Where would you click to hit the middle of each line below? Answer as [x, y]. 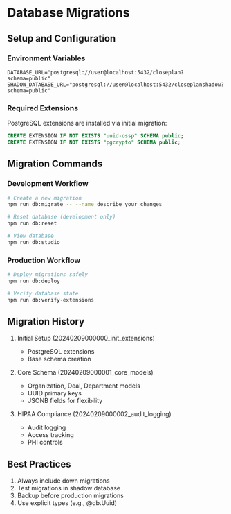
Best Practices [39, 464]
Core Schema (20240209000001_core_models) [85, 372]
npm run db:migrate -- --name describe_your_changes [85, 205]
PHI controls [45, 443]
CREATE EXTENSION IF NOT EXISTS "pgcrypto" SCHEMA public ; [94, 143]
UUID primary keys [54, 393]
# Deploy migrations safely [48, 275]
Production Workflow [44, 260]
